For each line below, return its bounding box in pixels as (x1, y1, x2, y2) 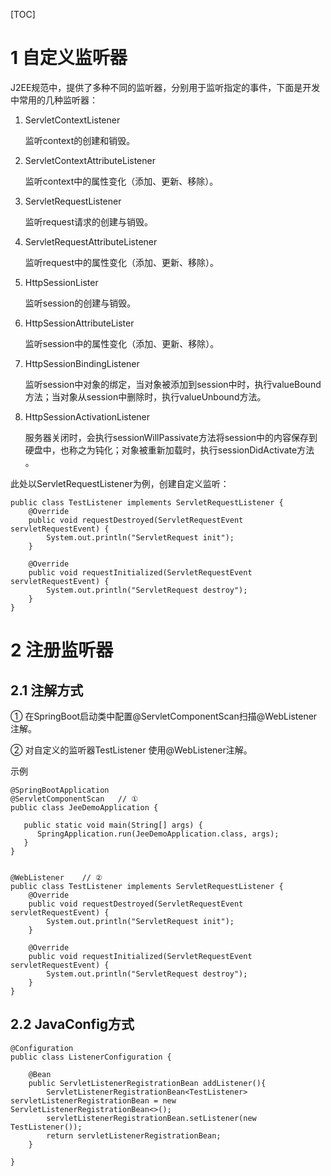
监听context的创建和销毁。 (24, 134, 136, 146)
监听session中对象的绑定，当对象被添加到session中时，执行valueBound (24, 378, 322, 390)
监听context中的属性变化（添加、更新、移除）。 (24, 175, 219, 187)
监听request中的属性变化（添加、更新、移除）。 (24, 256, 219, 268)
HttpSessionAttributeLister (24, 317, 135, 329)
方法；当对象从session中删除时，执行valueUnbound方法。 (24, 390, 267, 403)
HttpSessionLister (24, 276, 99, 288)
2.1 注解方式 (10, 682, 84, 699)
